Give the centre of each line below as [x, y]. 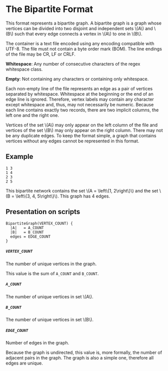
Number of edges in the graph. [37, 343]
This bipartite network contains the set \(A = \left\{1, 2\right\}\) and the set [82, 191]
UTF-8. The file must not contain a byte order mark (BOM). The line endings [84, 49]
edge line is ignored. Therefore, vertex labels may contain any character [80, 99]
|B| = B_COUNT [27, 232]
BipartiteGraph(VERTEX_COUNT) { [39, 223]
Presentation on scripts [43, 212]
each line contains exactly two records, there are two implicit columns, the [82, 110]
